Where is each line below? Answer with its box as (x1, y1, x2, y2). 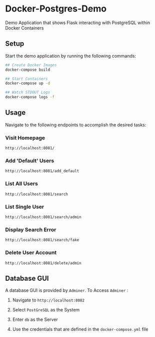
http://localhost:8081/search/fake (5, 238, 79, 243)
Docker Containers (5, 25, 44, 31)
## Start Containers (5, 76, 48, 81)
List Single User (5, 203, 44, 210)
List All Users (5, 180, 38, 187)
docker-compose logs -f (5, 95, 55, 100)
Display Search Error (5, 226, 56, 233)
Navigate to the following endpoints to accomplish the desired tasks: (5, 121, 146, 128)
